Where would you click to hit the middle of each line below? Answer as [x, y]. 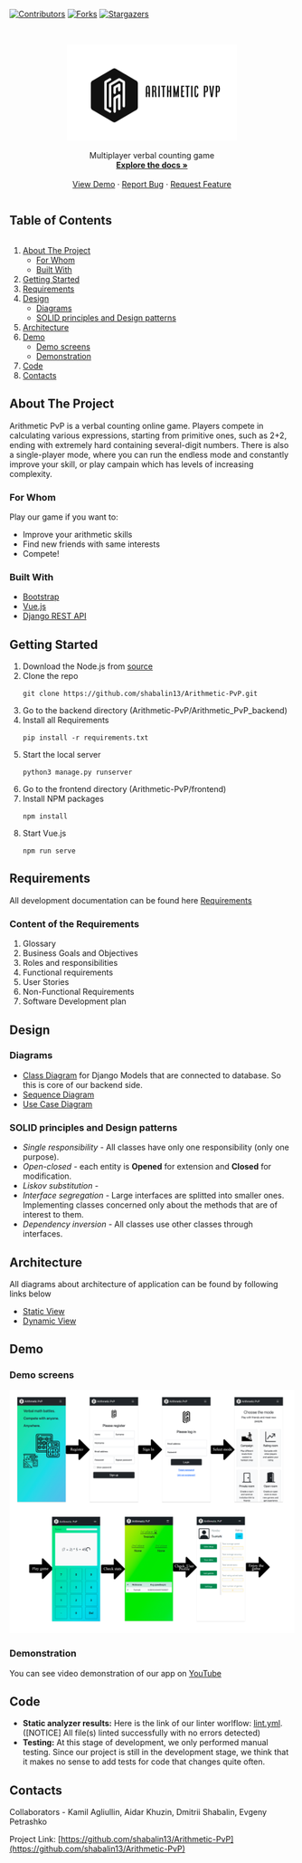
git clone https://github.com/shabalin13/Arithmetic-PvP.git [140, 694]
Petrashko [28, 1822]
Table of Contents [61, 220]
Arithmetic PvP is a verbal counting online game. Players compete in [137, 425]
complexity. [31, 473]
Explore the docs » [152, 165]
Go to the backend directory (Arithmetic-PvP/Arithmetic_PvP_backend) [155, 711]
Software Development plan [74, 1001]
